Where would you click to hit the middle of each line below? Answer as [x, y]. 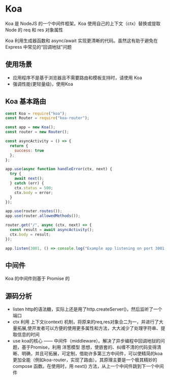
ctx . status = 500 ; [34, 188]
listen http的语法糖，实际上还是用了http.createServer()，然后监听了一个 [87, 309]
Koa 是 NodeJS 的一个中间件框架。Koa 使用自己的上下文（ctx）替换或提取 [83, 23]
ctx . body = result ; [30, 234]
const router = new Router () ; [37, 132]
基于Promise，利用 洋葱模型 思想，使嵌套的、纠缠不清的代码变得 [89, 347]
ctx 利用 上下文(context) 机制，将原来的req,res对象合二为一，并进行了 [86, 322]
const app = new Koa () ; [30, 127]
